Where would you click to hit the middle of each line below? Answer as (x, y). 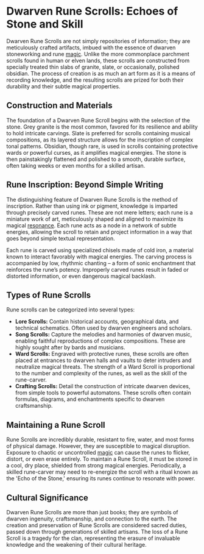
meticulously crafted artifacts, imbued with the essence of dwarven (91, 48)
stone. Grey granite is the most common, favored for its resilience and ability (102, 127)
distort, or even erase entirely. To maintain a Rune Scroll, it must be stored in (102, 459)
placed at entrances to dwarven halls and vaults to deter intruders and (103, 360)
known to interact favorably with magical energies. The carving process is (99, 257)
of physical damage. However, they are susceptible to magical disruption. (98, 446)
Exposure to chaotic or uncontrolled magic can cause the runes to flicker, (98, 453)
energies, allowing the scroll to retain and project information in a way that (99, 232)
